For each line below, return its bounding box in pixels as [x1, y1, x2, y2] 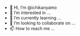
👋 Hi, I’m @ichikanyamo [9, 5, 57, 10]
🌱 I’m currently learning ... [9, 15, 62, 20]
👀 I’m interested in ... [9, 10, 51, 16]
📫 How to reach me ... [9, 26, 55, 31]
